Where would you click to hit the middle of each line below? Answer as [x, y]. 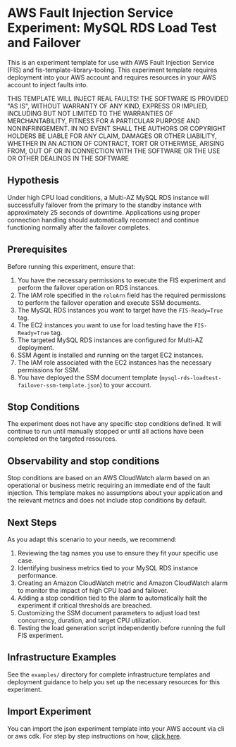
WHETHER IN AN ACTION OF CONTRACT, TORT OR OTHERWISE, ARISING [116, 143]
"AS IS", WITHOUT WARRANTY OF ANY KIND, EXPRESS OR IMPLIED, [108, 106]
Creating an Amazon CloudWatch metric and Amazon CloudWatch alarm [123, 583]
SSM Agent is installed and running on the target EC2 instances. [111, 355]
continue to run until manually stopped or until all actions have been [106, 432]
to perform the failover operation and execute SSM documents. [109, 302]
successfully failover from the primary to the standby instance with [105, 205]
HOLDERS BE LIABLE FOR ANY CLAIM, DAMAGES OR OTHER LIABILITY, [112, 136]
